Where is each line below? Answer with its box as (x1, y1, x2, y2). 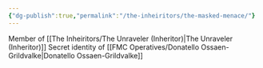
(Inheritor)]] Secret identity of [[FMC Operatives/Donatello (8, 42, 200, 52)
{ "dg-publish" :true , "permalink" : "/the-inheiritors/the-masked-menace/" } (8, 11, 256, 20)
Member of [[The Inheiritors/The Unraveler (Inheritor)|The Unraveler (8, 34, 233, 43)
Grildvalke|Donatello (8, 50, 75, 60)
